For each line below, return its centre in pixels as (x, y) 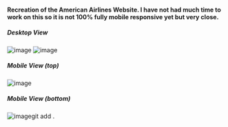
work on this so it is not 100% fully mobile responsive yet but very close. (113, 16)
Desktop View (28, 33)
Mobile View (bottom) (39, 99)
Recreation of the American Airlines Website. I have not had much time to (114, 10)
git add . (43, 116)
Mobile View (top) (33, 66)
